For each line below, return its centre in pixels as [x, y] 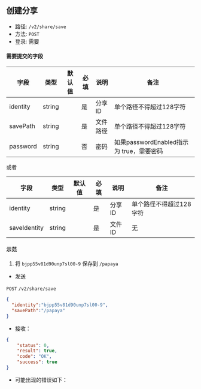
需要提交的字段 [25, 56]
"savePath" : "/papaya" [39, 310]
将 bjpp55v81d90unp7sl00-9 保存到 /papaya [66, 264]
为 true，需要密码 [138, 151]
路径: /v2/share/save [41, 26]
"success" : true [37, 362]
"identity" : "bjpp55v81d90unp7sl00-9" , [60, 305]
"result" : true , [37, 351]
